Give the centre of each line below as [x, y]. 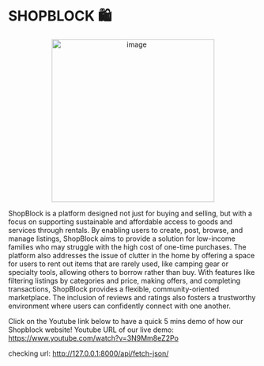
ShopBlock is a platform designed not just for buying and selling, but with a [130, 213]
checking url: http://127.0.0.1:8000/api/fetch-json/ [89, 353]
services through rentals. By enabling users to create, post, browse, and [126, 230]
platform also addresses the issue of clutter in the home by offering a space [132, 255]
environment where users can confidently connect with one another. [120, 306]
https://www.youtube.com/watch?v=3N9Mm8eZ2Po [94, 337]
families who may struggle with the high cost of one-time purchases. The [127, 246]
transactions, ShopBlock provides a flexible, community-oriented [114, 289]
